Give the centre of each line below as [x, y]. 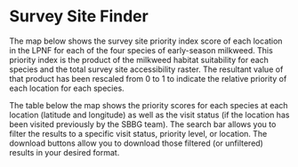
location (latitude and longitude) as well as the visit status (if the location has [149, 115]
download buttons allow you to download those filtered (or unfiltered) [137, 143]
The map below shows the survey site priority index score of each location [146, 41]
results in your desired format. [64, 152]
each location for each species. [67, 88]
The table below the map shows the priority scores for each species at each [149, 105]
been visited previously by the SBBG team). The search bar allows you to [143, 124]
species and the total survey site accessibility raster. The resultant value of [146, 69]
